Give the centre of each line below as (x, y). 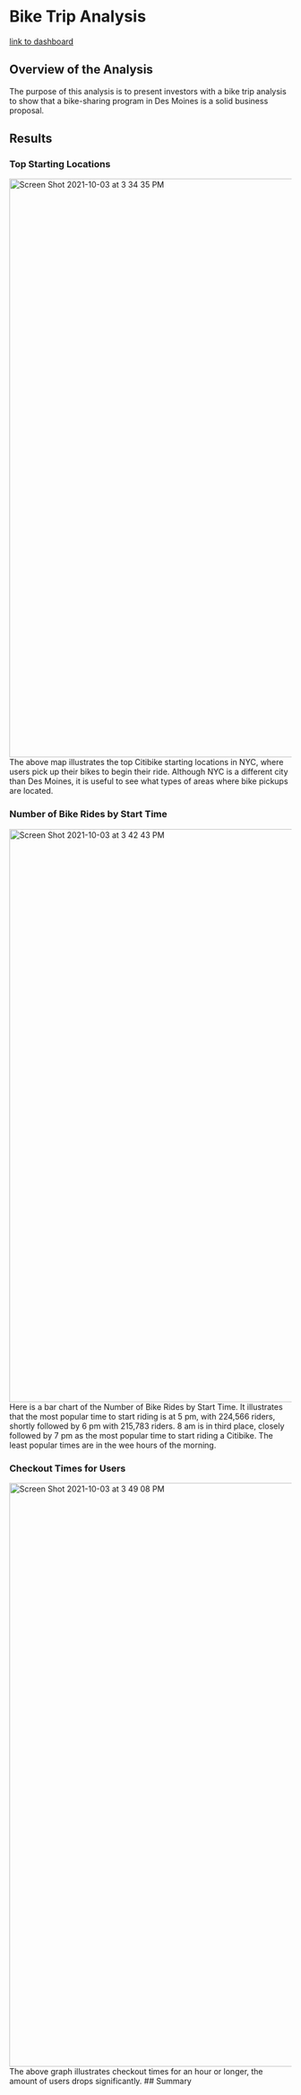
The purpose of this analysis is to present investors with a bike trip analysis (148, 91)
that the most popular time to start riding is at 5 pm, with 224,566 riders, (142, 1416)
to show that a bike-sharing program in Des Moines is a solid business (139, 101)
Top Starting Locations (60, 164)
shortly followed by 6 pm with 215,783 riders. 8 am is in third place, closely (147, 1426)
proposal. (27, 110)
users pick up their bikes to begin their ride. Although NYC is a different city (149, 772)
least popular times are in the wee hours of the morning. (113, 1445)
